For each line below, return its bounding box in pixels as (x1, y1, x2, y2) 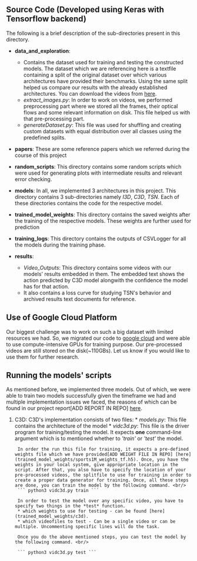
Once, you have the (141, 457, 189, 462)
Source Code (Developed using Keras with (6, 5, 165, 15)
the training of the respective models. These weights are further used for (14, 217, 192, 224)
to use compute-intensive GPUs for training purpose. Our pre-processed (6, 340, 182, 347)
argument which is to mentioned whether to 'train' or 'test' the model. (14, 435, 183, 442)
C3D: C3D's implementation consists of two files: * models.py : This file (14, 416, 187, 424)
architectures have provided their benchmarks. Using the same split (23, 77, 188, 84)
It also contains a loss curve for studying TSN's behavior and (23, 289, 172, 296)
